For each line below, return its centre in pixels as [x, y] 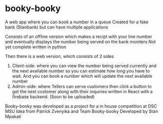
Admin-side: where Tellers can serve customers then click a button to [82, 86]
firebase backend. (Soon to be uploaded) [53, 97]
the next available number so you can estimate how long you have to [81, 71]
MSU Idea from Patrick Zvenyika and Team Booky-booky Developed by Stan [81, 111]
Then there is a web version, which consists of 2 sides [60, 56]
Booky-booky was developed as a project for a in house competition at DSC [81, 106]
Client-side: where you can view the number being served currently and [84, 66]
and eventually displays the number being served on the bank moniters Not [81, 41]
